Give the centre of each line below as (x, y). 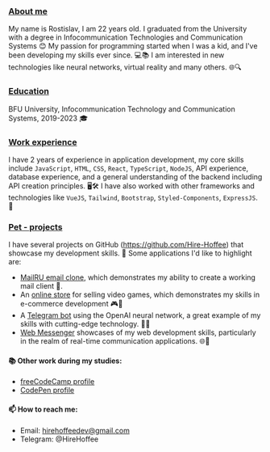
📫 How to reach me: (43, 409)
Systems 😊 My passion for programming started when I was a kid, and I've (133, 46)
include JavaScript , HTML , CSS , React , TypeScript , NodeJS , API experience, (128, 168)
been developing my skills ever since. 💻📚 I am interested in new (116, 55)
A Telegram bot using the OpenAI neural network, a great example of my (140, 315)
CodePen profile (47, 391)
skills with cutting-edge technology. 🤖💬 (85, 324)
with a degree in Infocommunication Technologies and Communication (126, 37)
